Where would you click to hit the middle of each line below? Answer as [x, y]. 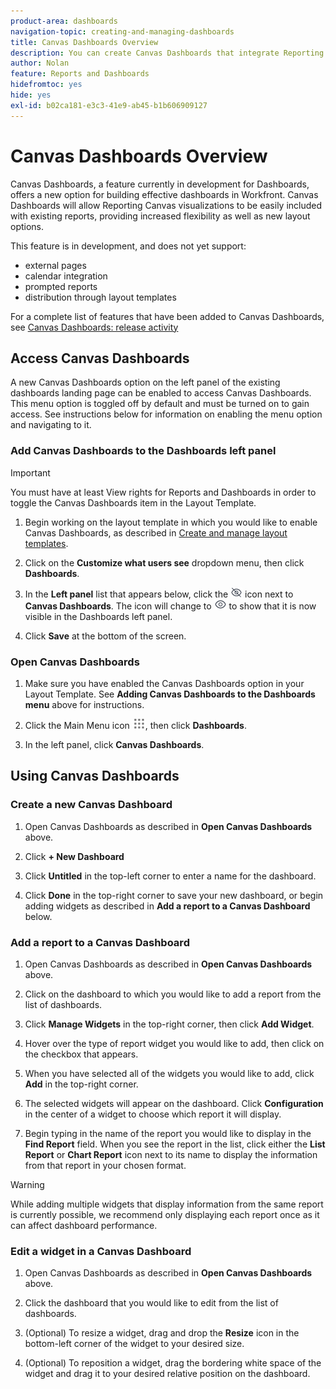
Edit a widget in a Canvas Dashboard [101, 1251]
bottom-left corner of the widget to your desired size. [134, 1344]
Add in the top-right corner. [81, 1084]
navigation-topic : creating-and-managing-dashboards [122, 31]
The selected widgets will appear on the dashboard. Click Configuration [174, 1103]
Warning [27, 1184]
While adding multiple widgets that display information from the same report [167, 1204]
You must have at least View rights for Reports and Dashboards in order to [163, 492]
